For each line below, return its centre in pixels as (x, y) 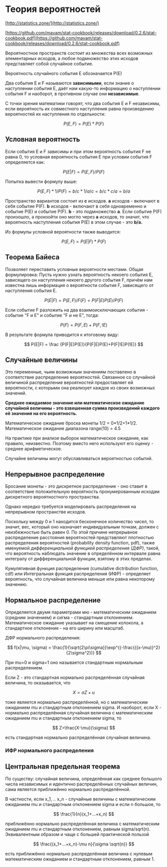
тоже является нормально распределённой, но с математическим (77, 702)
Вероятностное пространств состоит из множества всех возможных (79, 53)
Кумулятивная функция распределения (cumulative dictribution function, (82, 568)
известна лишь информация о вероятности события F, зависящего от (80, 285)
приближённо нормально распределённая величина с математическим (82, 823)
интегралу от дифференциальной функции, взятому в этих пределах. (79, 559)
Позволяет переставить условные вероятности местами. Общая (74, 269)
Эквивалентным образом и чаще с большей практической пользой (77, 834)
